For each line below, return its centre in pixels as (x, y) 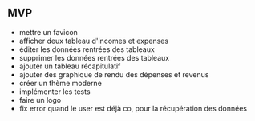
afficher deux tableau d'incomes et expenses (94, 41)
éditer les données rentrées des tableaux (87, 49)
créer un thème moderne (60, 83)
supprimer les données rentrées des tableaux (94, 57)
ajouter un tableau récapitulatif (70, 66)
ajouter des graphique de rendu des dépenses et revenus (114, 74)
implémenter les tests (55, 92)
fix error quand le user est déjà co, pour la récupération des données (133, 108)
